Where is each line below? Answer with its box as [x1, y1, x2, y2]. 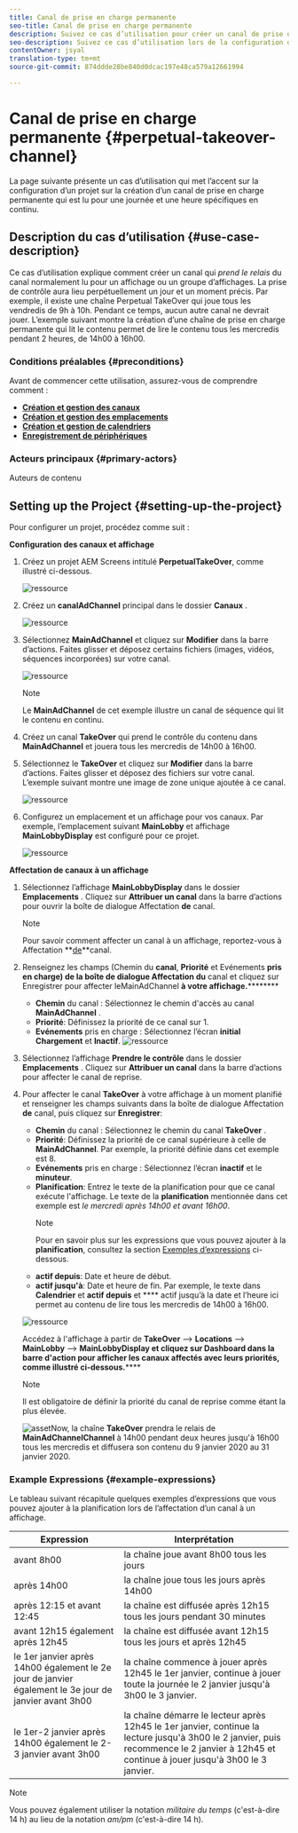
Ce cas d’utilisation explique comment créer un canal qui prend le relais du [9, 267, 282, 278]
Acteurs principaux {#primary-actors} [9, 452, 177, 464]
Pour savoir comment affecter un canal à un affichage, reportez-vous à [21, 936, 282, 946]
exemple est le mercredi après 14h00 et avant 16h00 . [35, 1200, 231, 1212]
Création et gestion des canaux [21, 401, 140, 413]
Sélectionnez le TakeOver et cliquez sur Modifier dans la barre [21, 758, 254, 769]
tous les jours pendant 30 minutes [123, 1610, 266, 1623]
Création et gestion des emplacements [21, 411, 169, 422]
